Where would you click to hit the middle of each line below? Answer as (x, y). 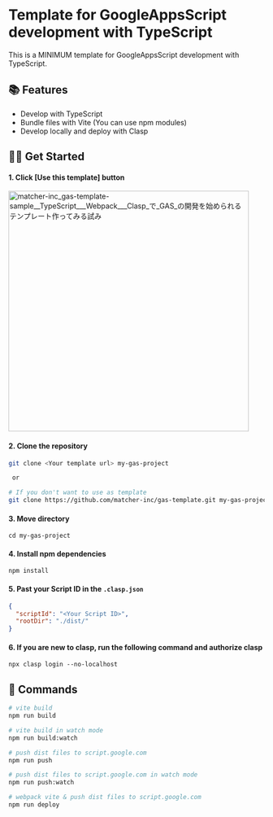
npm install (28, 571)
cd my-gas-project (39, 536)
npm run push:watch (41, 783)
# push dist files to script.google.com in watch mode (103, 775)
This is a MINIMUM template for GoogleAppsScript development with (124, 55)
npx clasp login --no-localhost (63, 665)
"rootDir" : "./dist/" (52, 621)
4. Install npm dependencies (58, 553)
